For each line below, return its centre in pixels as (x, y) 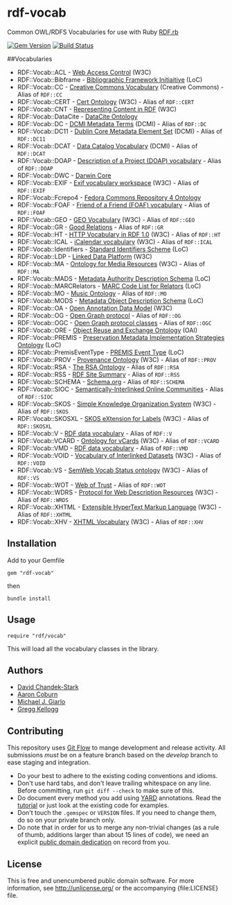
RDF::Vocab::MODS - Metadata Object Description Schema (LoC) (110, 300)
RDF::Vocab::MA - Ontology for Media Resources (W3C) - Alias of (111, 264)
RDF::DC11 (32, 139)
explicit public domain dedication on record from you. (93, 842)
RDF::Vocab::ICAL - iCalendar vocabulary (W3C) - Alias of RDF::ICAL (115, 241)
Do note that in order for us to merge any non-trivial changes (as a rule (118, 827)
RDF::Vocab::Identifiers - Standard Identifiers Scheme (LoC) (103, 249)
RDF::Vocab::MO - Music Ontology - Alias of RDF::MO (92, 293)
